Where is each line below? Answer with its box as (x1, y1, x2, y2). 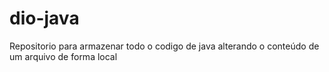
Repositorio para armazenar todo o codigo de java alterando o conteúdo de (9, 40, 320, 52)
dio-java (9, 7, 80, 30)
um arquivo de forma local (9, 50, 118, 62)
